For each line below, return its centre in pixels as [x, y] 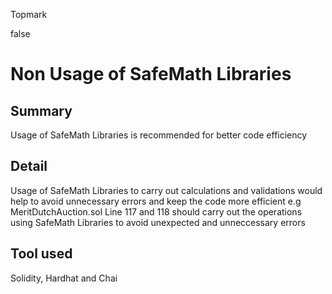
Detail [29, 166]
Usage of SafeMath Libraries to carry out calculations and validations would [166, 190]
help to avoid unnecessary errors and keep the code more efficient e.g [156, 201]
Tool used [41, 254]
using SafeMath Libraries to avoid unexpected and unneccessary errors [158, 222]
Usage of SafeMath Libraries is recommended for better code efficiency [159, 135]
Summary [41, 110]
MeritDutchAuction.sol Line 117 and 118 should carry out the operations [156, 211]
